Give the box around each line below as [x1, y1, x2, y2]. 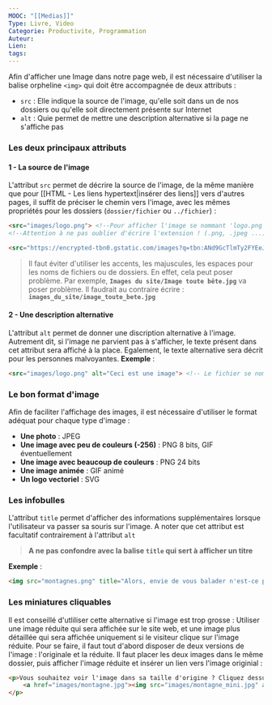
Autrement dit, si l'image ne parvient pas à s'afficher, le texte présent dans [8, 336, 257, 346]
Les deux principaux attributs [8, 142, 127, 153]
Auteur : [8, 34, 35, 43]
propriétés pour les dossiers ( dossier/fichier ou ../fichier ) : [8, 206, 217, 216]
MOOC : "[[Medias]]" [8, 11, 74, 20]
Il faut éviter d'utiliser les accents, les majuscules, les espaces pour [28, 258, 253, 268]
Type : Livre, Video [8, 19, 74, 28]
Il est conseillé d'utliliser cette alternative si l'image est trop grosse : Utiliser [8, 615, 261, 625]
